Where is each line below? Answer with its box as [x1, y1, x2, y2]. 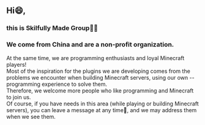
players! [6, 61, 27, 68]
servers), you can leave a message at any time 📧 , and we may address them [6, 106, 197, 113]
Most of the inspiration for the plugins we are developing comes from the [6, 67, 191, 75]
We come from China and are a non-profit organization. [6, 40, 174, 49]
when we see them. [6, 113, 56, 120]
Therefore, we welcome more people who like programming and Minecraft [6, 86, 194, 94]
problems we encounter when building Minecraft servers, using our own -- [6, 74, 195, 81]
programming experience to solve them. [6, 80, 108, 88]
